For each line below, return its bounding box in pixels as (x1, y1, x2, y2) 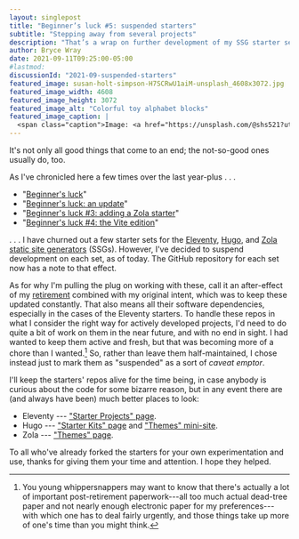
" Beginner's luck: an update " (21, 198, 128, 209)
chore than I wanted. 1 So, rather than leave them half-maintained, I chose (9, 346, 278, 358)
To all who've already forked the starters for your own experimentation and (9, 446, 284, 457)
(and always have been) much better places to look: (9, 393, 200, 404)
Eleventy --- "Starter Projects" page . (21, 410, 158, 421)
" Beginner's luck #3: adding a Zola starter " (21, 208, 180, 218)
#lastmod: (9, 63, 46, 72)
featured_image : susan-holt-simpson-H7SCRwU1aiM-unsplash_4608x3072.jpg (9, 79, 285, 88)
